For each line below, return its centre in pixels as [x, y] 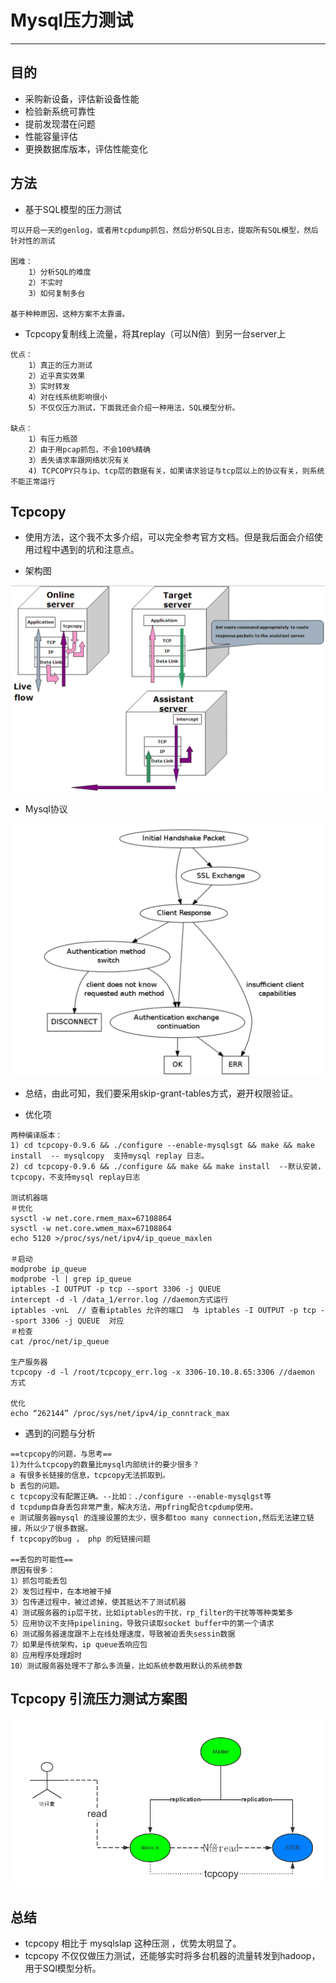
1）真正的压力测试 [60, 365]
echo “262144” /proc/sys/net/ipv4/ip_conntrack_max [120, 1413]
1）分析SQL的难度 [60, 272]
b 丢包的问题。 [37, 1486]
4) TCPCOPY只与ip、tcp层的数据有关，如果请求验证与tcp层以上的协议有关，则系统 [176, 471]
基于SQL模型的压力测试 [73, 209]
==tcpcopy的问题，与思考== [61, 1454]
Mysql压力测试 [72, 20]
